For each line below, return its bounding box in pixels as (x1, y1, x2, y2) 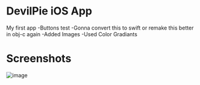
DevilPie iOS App (6, 4, 92, 18)
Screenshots (6, 52, 72, 66)
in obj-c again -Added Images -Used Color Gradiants (6, 30, 137, 37)
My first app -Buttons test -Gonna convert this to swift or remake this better (6, 24, 194, 31)
